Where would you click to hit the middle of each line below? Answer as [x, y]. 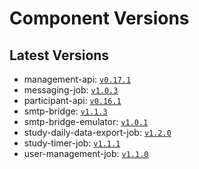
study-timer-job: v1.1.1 [72, 143]
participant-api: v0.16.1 [72, 100]
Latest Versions [59, 55]
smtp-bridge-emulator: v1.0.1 [86, 121]
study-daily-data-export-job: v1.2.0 [97, 132]
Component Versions [99, 18]
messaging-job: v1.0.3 [71, 90]
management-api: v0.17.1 [77, 79]
